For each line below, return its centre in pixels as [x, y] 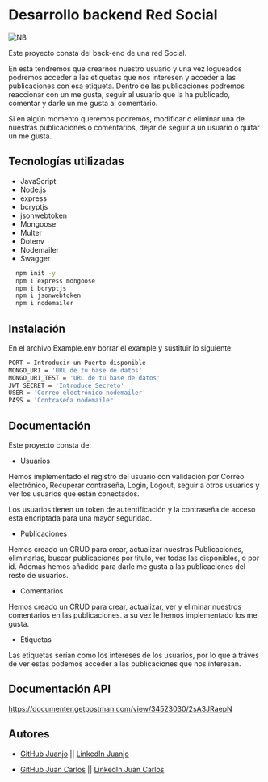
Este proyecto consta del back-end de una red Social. [98, 53]
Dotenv [32, 241]
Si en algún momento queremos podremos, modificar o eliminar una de [126, 118]
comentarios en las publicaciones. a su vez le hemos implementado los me [133, 615]
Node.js [33, 189]
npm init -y [36, 273]
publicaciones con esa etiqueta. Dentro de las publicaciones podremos [126, 86]
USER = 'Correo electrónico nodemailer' [77, 393]
